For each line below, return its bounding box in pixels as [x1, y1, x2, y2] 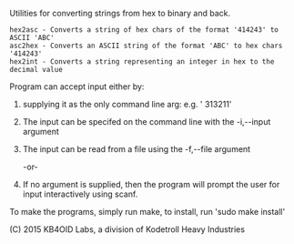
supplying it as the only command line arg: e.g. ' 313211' [22, 99, 232, 109]
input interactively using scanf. [22, 188, 138, 199]
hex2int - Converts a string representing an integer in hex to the [9, 57, 275, 66]
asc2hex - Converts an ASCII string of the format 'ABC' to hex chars [9, 41, 283, 50]
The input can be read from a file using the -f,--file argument [22, 144, 251, 154]
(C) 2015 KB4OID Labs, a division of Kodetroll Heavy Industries [9, 224, 246, 235]
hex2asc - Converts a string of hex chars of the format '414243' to [9, 25, 279, 35]
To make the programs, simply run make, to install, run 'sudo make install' [9, 207, 286, 217]
